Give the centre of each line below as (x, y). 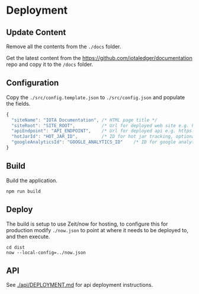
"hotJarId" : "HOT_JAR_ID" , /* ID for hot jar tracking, (92, 137)
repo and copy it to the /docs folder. (50, 64)
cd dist (16, 247)
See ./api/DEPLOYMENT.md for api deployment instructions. (80, 285)
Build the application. (32, 180)
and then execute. (28, 236)
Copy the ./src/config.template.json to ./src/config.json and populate (96, 97)
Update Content (36, 32)
